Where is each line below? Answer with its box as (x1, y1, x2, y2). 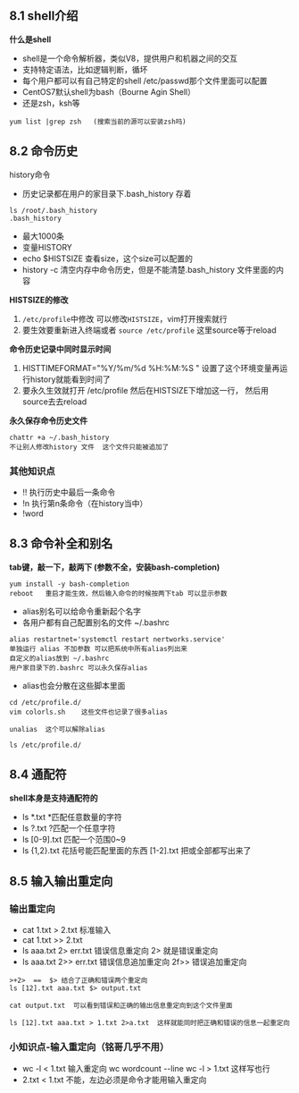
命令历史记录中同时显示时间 (9, 343, 112, 354)
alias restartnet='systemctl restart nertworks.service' (9, 634, 226, 644)
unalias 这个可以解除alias (9, 724, 105, 733)
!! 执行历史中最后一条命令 (21, 487, 116, 497)
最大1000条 (21, 231, 64, 241)
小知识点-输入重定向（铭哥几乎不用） (9, 1041, 170, 1054)
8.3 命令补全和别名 (9, 536, 113, 552)
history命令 (9, 169, 51, 180)
